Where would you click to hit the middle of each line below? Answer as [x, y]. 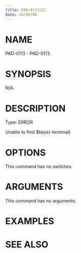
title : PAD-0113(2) [26, 10]
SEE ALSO [27, 244]
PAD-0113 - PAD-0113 [28, 54]
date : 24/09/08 [21, 15]
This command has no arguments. [41, 201]
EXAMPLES [30, 221]
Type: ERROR [19, 122]
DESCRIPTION [35, 108]
